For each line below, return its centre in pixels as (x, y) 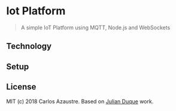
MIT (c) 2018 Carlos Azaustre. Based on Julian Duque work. (80, 101)
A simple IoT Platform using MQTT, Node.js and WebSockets (95, 27)
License (21, 87)
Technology (29, 46)
